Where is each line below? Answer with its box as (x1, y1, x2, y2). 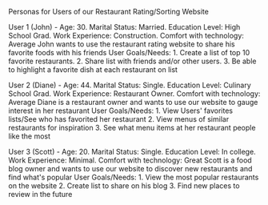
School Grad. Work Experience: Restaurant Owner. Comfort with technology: (8, 89, 261, 98)
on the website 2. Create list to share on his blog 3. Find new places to (8, 181, 240, 191)
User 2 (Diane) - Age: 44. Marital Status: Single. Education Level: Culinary (8, 80, 252, 90)
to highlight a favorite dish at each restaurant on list (8, 65, 178, 74)
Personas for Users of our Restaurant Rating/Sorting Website (8, 7, 210, 16)
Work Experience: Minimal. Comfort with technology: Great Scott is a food (8, 155, 252, 165)
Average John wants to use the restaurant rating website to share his (8, 39, 235, 49)
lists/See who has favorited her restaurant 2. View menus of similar (8, 115, 230, 123)
